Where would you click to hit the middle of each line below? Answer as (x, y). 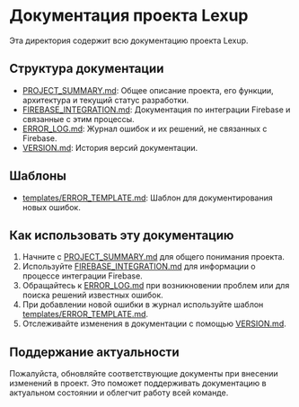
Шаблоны (38, 176)
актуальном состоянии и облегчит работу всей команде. (119, 393)
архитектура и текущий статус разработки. (106, 100)
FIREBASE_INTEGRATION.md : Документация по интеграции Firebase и (156, 110)
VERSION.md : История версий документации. (110, 147)
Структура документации (87, 69)
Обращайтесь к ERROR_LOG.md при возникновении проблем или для (156, 286)
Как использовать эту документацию (122, 235)
